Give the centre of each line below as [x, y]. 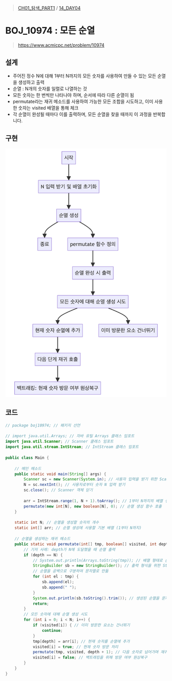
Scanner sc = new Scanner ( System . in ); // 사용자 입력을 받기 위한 [91, 479]
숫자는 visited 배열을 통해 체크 [48, 108]
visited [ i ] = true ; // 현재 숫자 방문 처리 [76, 647]
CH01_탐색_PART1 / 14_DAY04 [49, 8]
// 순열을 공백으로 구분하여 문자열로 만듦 [70, 571]
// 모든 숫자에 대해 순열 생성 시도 [56, 614]
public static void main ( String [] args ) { [60, 474]
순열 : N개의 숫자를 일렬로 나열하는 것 [50, 89]
